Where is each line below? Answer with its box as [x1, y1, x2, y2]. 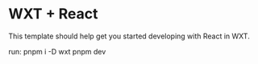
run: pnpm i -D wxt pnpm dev [8, 46, 106, 56]
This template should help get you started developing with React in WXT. [8, 31, 250, 41]
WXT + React [8, 5, 98, 23]
